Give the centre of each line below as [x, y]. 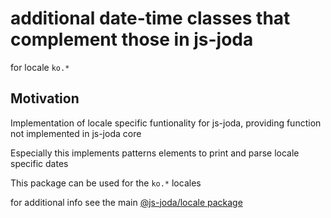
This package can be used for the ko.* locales [106, 183]
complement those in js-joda [132, 39]
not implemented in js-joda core [76, 133]
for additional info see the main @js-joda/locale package [126, 202]
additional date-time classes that [150, 18]
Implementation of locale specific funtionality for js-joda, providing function [166, 123]
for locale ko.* [40, 67]
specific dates [39, 163]
